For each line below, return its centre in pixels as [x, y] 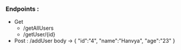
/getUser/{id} [39, 35]
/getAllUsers [38, 28]
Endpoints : [22, 9]
